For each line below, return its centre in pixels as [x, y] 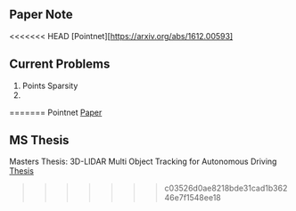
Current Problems [60, 65]
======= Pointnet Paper [56, 112]
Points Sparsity [50, 85]
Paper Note [41, 15]
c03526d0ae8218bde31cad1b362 [226, 188]
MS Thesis [39, 140]
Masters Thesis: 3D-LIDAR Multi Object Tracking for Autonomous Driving [143, 162]
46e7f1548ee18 [193, 198]
